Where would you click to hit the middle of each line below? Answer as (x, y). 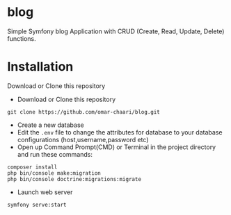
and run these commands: (55, 154)
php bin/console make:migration (54, 173)
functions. (22, 38)
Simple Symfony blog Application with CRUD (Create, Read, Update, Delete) (116, 31)
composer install (32, 167)
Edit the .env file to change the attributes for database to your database (120, 132)
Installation (40, 67)
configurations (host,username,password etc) (83, 139)
